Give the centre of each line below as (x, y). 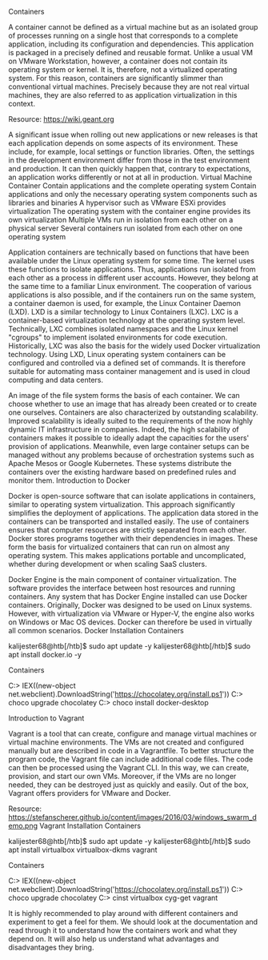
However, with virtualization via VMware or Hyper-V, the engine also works (131, 613)
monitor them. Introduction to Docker (69, 480)
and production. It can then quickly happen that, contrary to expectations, (130, 169)
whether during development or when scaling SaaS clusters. (108, 564)
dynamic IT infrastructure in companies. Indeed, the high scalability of (124, 429)
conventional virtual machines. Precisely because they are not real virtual (129, 86)
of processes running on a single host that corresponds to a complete (123, 36)
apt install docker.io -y (45, 655)
